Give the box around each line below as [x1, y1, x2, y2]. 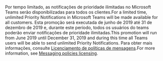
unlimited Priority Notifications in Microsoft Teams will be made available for [5, 15, 158, 20]
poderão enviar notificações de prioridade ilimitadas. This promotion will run [5, 30, 157, 35]
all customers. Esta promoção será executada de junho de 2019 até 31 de [5, 19, 152, 25]
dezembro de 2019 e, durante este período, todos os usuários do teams [5, 25, 149, 30]
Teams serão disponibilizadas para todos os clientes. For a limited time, [5, 9, 147, 15]
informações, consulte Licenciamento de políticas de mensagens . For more [5, 46, 155, 51]
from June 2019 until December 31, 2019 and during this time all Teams [5, 35, 148, 41]
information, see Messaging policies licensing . [5, 50, 99, 56]
